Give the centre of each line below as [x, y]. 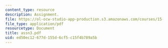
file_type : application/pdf [34, 24]
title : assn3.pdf [23, 33]
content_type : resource [30, 10]
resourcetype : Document [30, 28]
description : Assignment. [32, 14]
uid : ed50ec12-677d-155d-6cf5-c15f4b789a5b [51, 38]
